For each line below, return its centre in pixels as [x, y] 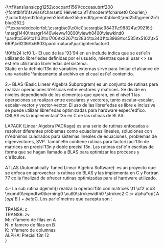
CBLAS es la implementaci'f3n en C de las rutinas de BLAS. [65, 115]
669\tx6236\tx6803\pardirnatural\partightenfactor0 [57, 43]
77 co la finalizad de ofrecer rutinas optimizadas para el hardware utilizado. [81, 178]
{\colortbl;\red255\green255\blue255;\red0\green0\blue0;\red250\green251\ [82, 17]
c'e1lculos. [16, 157]
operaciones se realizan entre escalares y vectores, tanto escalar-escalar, [80, 100]
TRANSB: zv [17, 214]
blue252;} [15, 23]
